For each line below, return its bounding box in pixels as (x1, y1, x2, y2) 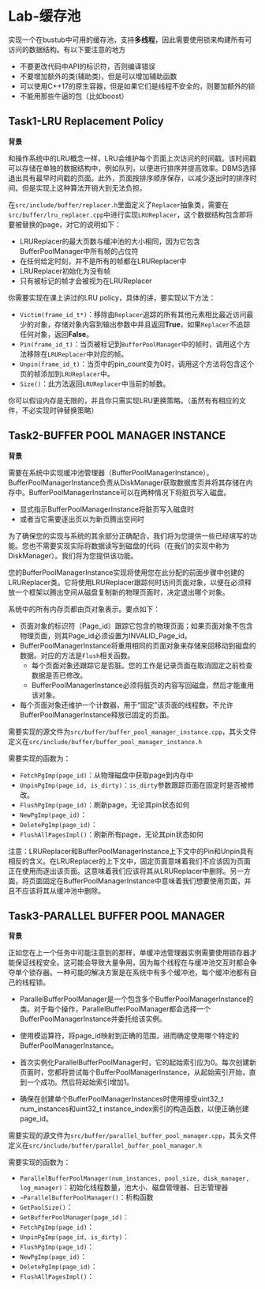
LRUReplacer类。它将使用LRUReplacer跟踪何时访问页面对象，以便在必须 (8, 577, 245, 587)
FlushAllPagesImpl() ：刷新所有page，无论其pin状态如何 (19, 830, 203, 839)
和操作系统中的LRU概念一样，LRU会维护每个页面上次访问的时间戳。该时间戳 (8, 153, 256, 163)
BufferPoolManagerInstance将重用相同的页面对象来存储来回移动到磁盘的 (19, 641, 256, 650)
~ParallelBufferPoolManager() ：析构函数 (19, 1193, 154, 1202)
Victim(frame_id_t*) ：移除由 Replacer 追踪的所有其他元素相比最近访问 (19, 309, 247, 319)
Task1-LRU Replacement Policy (8, 115, 164, 128)
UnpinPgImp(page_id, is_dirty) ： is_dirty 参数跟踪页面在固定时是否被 (19, 780, 248, 789)
